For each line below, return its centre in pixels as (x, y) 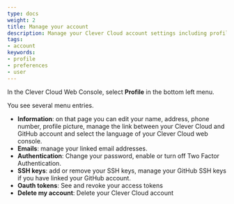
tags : (15, 40)
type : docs (23, 14)
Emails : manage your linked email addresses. (82, 148)
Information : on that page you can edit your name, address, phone (113, 118)
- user (17, 72)
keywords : (22, 53)
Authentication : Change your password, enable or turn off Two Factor (118, 156)
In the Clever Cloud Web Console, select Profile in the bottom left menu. (111, 92)
